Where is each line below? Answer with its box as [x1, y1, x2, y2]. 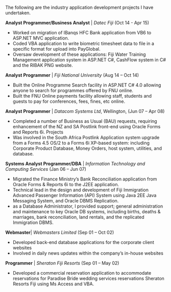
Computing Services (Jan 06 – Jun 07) [5, 166, 87, 172]
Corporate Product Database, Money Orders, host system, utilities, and [12, 145, 162, 151]
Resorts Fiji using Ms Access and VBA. [12, 281, 94, 287]
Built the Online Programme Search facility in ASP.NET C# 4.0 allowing [12, 82, 161, 88]
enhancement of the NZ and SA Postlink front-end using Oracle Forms [12, 124, 161, 129]
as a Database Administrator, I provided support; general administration [12, 203, 163, 209]
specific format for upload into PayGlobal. [12, 46, 101, 52]
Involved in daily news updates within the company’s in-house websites [12, 250, 163, 256]
